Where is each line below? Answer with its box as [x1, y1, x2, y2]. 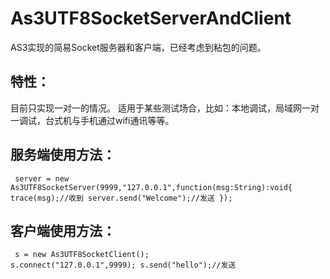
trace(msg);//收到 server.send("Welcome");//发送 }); [10, 193, 233, 203]
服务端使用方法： [10, 147, 116, 164]
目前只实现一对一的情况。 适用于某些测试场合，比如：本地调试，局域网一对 [10, 102, 320, 114]
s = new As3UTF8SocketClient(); [14, 250, 150, 260]
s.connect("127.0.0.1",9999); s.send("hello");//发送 [10, 260, 237, 271]
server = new [14, 173, 70, 184]
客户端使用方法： [10, 222, 116, 239]
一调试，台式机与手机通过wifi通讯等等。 [10, 114, 175, 126]
